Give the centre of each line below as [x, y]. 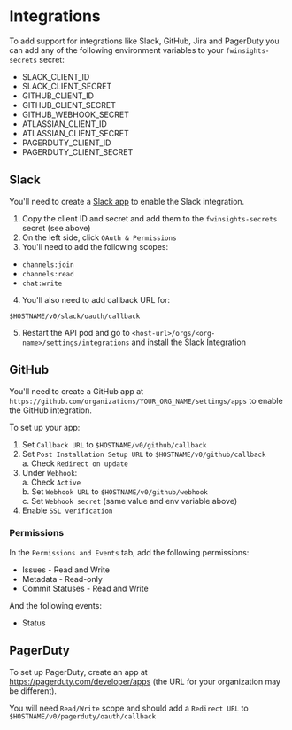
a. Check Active [51, 482]
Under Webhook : [50, 472]
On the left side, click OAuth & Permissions [99, 237]
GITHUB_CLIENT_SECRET [69, 105]
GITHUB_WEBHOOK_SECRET [76, 114]
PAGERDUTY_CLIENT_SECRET [77, 151]
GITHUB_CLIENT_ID [58, 96]
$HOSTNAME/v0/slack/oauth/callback [75, 316]
